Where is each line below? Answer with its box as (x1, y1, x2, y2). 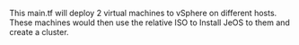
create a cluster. (9, 27, 69, 37)
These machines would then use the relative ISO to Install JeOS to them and (9, 17, 290, 28)
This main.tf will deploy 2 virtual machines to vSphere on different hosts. (9, 8, 277, 18)
